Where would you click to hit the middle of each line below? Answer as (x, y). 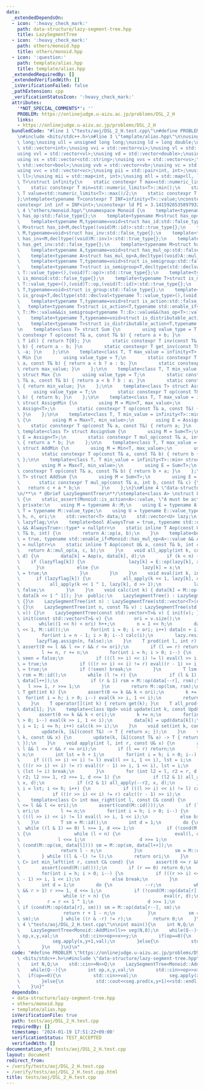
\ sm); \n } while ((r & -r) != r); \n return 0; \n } (107, 919)
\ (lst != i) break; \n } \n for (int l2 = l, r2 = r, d (107, 772)
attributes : (27, 102)
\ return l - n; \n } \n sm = (102, 851)
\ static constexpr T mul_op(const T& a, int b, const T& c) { (107, 482)
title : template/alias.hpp (51, 69)
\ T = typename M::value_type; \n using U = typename (90, 511)
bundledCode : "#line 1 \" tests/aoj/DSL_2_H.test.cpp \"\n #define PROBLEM (106, 131)
